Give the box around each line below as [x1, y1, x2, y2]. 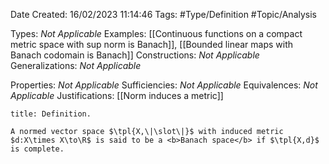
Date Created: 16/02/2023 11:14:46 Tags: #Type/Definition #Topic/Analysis [10, 9, 317, 20]
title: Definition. [10, 109, 92, 119]
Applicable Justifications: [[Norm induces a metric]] [10, 90, 224, 101]
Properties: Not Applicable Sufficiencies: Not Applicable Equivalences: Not [10, 79, 318, 91]
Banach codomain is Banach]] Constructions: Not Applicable [10, 49, 260, 61]
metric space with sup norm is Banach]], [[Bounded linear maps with [10, 39, 294, 50]
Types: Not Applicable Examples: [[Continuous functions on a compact [10, 28, 303, 39]
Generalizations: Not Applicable [10, 60, 142, 71]
